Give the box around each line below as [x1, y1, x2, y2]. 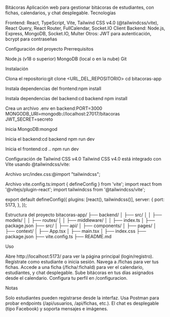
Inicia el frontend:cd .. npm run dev [5, 146, 79, 152]
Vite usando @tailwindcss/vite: [5, 161, 70, 167]
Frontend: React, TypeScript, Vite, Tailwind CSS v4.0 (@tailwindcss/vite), [5, 20, 159, 26]
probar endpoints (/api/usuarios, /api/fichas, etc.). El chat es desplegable [5, 300, 159, 306]
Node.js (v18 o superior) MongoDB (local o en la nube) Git [5, 56, 127, 62]
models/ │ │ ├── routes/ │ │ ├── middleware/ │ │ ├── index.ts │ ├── [5, 217, 155, 223]
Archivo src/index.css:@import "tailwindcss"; [5, 171, 101, 177]
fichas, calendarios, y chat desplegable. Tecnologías [5, 10, 116, 16]
